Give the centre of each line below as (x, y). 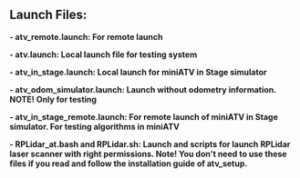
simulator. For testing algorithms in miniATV (95, 126)
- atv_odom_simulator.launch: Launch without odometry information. (143, 89)
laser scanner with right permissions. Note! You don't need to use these (148, 153)
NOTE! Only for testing (53, 99)
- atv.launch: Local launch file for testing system (103, 54)
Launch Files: (48, 15)
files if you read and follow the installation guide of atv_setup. (129, 163)
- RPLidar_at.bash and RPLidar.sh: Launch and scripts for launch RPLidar (150, 143)
